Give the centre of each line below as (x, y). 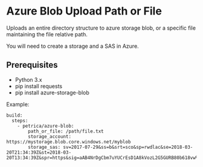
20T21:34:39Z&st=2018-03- (39, 152)
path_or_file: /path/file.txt (66, 131)
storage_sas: (44, 147)
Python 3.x (28, 79)
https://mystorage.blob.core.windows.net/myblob (69, 142)
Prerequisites (32, 65)
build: (14, 115)
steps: (20, 120)
